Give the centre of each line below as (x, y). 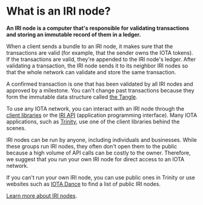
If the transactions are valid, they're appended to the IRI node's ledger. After (101, 59)
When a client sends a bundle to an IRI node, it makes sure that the (90, 46)
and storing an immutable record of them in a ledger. (74, 34)
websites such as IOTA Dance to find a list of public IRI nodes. (84, 184)
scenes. (16, 128)
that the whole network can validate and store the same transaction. (91, 72)
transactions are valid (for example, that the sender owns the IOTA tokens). (100, 52)
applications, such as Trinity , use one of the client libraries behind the (93, 121)
